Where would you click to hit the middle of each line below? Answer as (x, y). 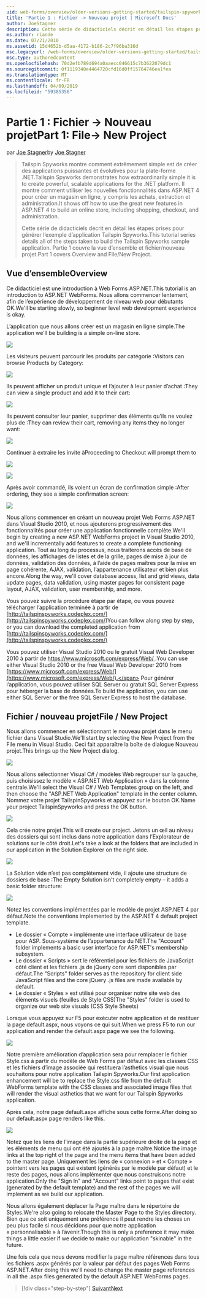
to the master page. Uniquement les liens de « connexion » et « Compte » (99, 1162)
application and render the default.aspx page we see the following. (91, 1031)
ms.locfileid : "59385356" (39, 92)
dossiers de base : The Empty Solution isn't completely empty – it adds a (97, 880)
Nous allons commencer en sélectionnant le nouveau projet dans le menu (99, 731)
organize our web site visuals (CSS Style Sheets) (77, 1006)
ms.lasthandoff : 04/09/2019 (42, 86)
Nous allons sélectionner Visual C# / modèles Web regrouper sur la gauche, (102, 774)
